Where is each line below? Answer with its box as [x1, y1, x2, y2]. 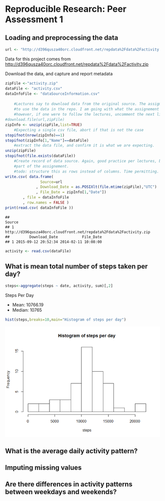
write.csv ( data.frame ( [5, 174, 54, 179]
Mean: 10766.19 [12, 302, 44, 308]
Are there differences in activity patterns [5, 480, 133, 489]
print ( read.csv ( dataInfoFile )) [5, 205, 74, 210]
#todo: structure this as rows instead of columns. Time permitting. [14, 169, 160, 174]
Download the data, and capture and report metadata [5, 70, 113, 77]
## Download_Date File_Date [5, 235, 102, 239]
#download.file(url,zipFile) [5, 117, 65, 122]
